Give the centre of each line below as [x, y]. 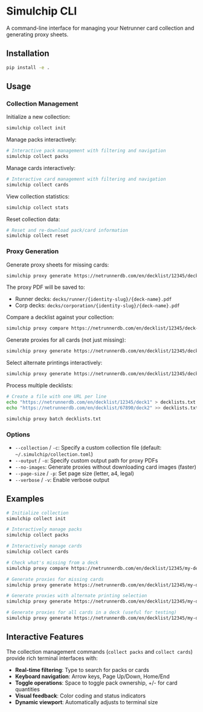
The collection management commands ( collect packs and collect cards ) [100, 651]
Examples [25, 499]
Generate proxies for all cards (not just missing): [66, 340]
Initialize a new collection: [38, 117]
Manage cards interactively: [41, 168]
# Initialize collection [37, 513]
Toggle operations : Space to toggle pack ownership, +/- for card [96, 683]
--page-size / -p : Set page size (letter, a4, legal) [75, 473]
